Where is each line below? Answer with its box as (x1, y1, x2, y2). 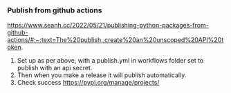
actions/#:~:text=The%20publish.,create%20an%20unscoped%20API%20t (7, 36, 224, 44)
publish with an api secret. (17, 64, 93, 72)
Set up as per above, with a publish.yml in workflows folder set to (17, 56, 204, 65)
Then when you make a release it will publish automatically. (17, 71, 187, 79)
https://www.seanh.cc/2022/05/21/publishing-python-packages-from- (7, 21, 209, 30)
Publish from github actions (7, 6, 102, 15)
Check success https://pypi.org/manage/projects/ (17, 79, 160, 87)
